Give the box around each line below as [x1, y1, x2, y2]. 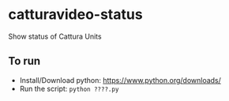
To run [8, 54, 41, 68]
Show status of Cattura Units [8, 32, 102, 41]
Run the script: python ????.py [19, 84, 119, 93]
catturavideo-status [8, 6, 144, 24]
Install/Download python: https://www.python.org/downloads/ [19, 75, 221, 84]
